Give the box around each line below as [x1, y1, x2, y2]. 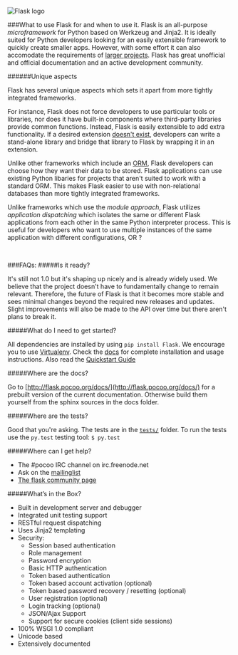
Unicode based [17, 632, 63, 640]
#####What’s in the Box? [7, 490, 82, 498]
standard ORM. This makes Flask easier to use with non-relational [7, 182, 201, 190]
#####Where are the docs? [7, 369, 89, 377]
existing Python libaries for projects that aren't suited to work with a [7, 174, 207, 182]
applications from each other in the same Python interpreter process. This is [7, 218, 232, 226]
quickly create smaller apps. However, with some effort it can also [7, 43, 201, 51]
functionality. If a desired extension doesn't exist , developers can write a [7, 130, 221, 138]
